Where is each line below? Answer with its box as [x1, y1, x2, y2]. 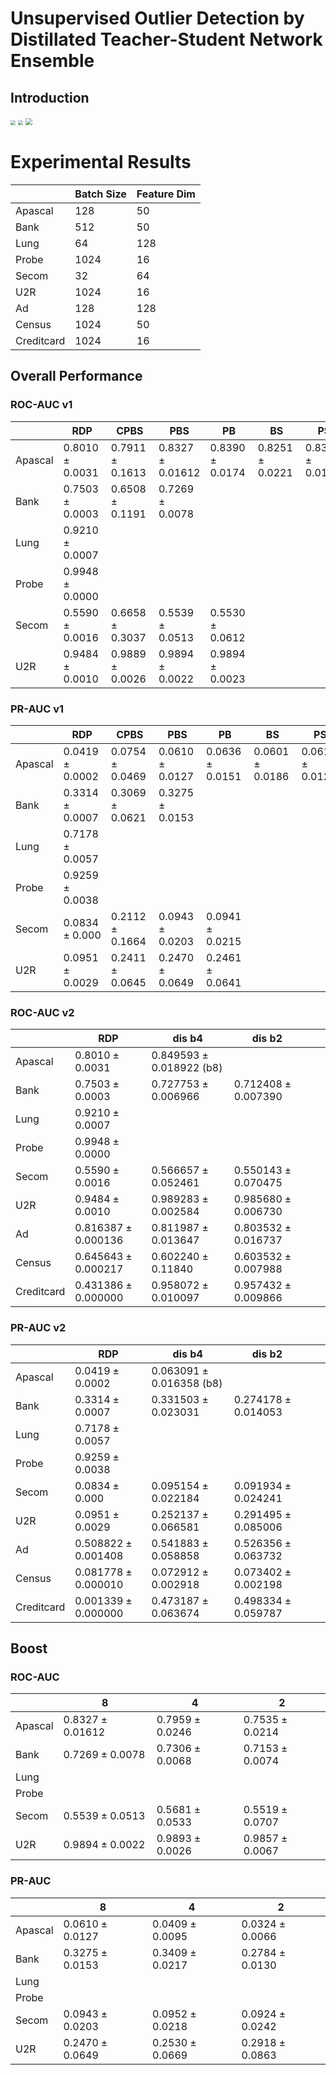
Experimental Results [10, 151, 192, 174]
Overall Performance [10, 368, 143, 385]
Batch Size [74, 187, 127, 201]
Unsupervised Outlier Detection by [10, 7, 305, 30]
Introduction [10, 89, 90, 106]
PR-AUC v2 [10, 1321, 67, 1335]
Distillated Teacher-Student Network [10, 28, 323, 51]
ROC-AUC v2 [10, 1005, 75, 1019]
